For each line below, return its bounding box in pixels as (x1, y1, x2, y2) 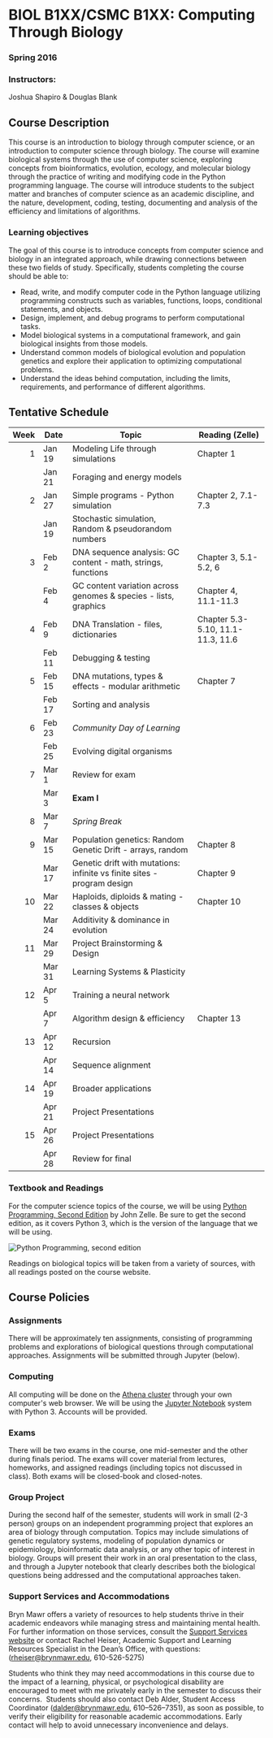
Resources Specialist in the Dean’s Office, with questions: (8, 1644, 201, 1653)
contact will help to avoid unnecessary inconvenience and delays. (8, 1720, 229, 1730)
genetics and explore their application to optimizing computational (19, 356, 242, 366)
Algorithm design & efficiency (71, 1013, 185, 1025)
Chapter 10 (197, 896, 241, 908)
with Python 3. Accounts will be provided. (8, 1406, 148, 1416)
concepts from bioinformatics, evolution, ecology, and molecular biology (8, 163, 251, 173)
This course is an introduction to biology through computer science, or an (8, 137, 255, 147)
